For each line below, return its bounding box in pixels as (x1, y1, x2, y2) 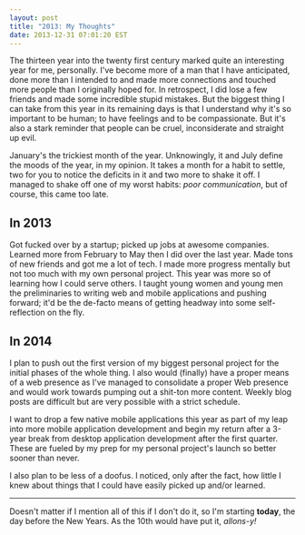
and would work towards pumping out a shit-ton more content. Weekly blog (9, 387, 292, 397)
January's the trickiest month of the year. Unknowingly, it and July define (9, 150, 283, 161)
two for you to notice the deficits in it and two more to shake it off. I (9, 169, 261, 180)
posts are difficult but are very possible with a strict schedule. (9, 397, 241, 407)
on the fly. (46, 307, 84, 318)
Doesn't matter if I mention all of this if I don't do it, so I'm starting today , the (9, 506, 296, 517)
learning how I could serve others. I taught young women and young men (9, 278, 283, 289)
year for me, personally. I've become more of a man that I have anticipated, (9, 65, 290, 76)
